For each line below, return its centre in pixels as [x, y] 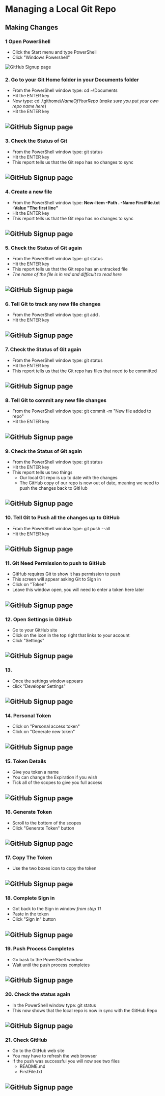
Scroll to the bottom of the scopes [47, 822]
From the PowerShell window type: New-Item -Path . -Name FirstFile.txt [86, 202]
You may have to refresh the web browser [55, 1056]
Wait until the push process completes [51, 965]
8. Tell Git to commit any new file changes [56, 400]
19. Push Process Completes [40, 949]
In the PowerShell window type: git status [54, 1005]
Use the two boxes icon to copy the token [54, 868]
